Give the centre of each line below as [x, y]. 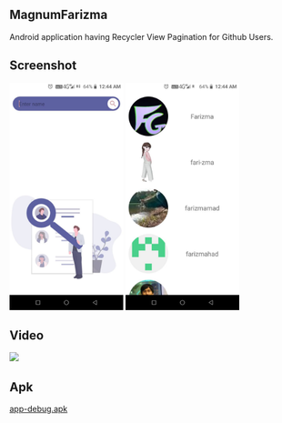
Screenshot [43, 66]
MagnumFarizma [59, 15]
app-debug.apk [39, 409]
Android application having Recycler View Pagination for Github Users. [141, 36]
